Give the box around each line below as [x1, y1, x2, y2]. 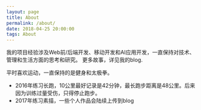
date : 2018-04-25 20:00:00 [6, 25, 75, 32]
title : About [6, 15, 39, 21]
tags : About [6, 31, 36, 37]
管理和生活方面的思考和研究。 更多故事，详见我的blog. [6, 56, 143, 63]
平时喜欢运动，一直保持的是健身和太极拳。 [6, 69, 113, 76]
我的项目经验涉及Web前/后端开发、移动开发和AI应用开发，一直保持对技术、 [6, 49, 196, 56]
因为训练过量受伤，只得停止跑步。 [15, 89, 101, 97]
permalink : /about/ [6, 20, 56, 26]
